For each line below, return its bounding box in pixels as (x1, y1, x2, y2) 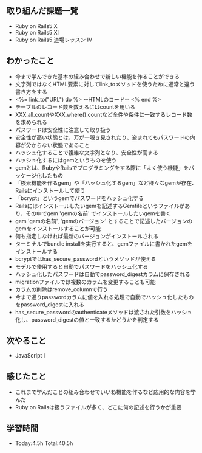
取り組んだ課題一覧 (6, 5, 78, 16)
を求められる (15, 118, 47, 126)
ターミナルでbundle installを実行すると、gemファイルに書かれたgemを (15, 240, 193, 247)
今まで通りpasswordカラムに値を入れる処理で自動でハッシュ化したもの (15, 293, 194, 300)
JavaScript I (15, 352, 45, 359)
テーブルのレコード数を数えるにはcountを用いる (15, 103, 136, 111)
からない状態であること (31, 141, 90, 148)
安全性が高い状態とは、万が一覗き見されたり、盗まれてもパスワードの (15, 133, 190, 141)
